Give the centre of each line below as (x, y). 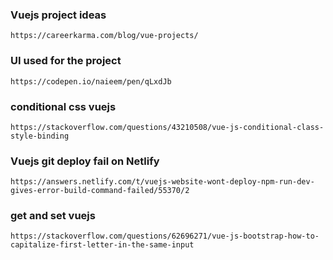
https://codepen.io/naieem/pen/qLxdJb (91, 81)
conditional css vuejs (63, 106)
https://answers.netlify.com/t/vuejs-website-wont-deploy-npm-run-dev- (162, 182)
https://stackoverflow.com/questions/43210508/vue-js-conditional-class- (167, 127)
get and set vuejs (53, 216)
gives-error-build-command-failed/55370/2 (100, 191)
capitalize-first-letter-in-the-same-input (102, 245)
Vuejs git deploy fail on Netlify (85, 161)
